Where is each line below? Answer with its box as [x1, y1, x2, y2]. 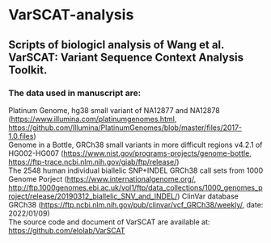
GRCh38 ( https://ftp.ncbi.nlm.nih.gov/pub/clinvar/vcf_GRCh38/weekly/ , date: [8, 199, 264, 209]
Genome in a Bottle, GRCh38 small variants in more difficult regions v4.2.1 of [8, 140, 263, 149]
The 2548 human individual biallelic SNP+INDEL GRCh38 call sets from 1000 [8, 165, 264, 175]
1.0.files [8, 131, 34, 140]
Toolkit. [8, 63, 48, 77]
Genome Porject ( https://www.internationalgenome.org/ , [8, 174, 197, 183]
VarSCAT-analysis [8, 6, 134, 24]
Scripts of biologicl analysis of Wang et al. [8, 38, 225, 52]
